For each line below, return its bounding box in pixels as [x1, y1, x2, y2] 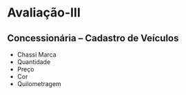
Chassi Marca [17, 50, 56, 59]
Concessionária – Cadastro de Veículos [7, 32, 179, 44]
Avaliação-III [7, 5, 81, 21]
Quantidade [17, 58, 51, 66]
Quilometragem [17, 80, 62, 87]
